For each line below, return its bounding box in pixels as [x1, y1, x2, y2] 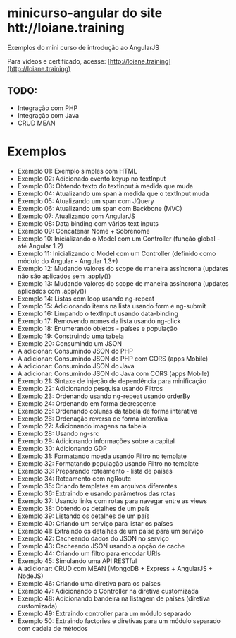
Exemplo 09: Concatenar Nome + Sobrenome [17, 227, 150, 235]
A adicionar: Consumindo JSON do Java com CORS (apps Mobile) [17, 369, 210, 378]
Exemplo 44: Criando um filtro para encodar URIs [17, 549, 161, 558]
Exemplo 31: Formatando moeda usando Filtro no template [17, 452, 187, 460]
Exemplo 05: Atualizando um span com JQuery [17, 196, 154, 205]
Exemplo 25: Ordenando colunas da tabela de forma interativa [17, 407, 198, 415]
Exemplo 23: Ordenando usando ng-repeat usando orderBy [17, 392, 191, 400]
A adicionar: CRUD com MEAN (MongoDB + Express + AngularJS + [17, 564, 213, 572]
